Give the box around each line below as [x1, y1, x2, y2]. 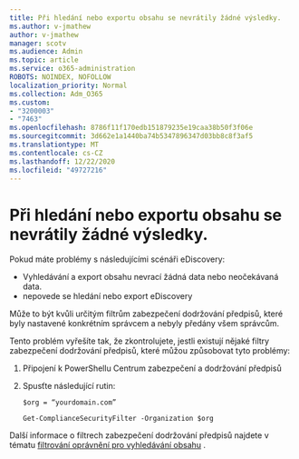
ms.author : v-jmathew [9, 22, 92, 31]
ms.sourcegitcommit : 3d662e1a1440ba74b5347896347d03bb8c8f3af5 [9, 132, 254, 141]
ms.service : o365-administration [9, 65, 136, 74]
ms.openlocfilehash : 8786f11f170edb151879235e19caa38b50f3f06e [9, 124, 254, 133]
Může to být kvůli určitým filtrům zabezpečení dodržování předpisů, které [9, 308, 284, 319]
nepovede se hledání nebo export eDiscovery [22, 291, 193, 302]
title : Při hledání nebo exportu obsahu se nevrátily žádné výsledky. [9, 13, 282, 23]
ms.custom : [9, 97, 51, 107]
